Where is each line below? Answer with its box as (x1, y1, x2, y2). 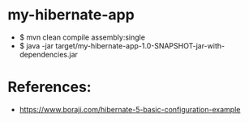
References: (7, 78, 92, 96)
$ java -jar (19, 40, 54, 50)
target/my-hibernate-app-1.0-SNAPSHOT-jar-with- (55, 40, 225, 50)
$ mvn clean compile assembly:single (19, 32, 145, 42)
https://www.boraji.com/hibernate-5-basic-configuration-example (19, 104, 241, 114)
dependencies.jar (19, 49, 79, 59)
